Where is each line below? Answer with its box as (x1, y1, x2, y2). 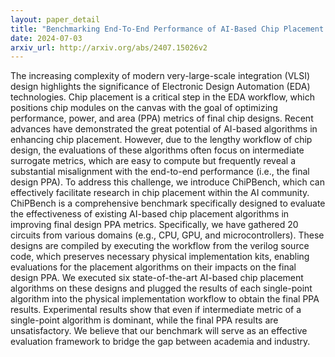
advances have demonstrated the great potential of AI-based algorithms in (10, 123, 318, 135)
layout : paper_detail (10, 14, 101, 25)
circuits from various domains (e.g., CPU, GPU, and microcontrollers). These (10, 229, 325, 241)
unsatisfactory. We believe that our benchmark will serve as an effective (10, 325, 308, 337)
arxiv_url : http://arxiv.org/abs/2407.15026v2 (10, 42, 208, 53)
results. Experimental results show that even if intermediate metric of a (10, 304, 302, 316)
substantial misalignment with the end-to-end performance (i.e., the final (10, 166, 310, 178)
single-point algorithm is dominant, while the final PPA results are (10, 314, 279, 326)
